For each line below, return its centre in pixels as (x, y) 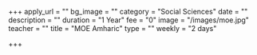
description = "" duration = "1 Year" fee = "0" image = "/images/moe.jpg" (129, 20)
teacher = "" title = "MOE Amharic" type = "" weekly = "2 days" (113, 28)
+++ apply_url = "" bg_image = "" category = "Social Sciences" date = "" (128, 12)
